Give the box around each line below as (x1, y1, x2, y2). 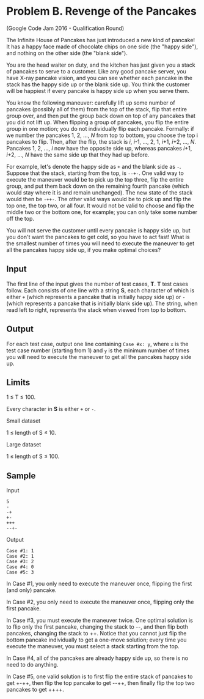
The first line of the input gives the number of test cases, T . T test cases (6, 280, 188, 287)
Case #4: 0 (6, 564, 34, 570)
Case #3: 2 (6, 558, 34, 565)
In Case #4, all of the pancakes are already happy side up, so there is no (6, 654, 188, 662)
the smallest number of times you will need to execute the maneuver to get (6, 240, 194, 247)
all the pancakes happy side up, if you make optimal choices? (6, 246, 161, 253)
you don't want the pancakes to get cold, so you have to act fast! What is (6, 233, 190, 240)
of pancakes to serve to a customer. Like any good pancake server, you (6, 67, 186, 75)
